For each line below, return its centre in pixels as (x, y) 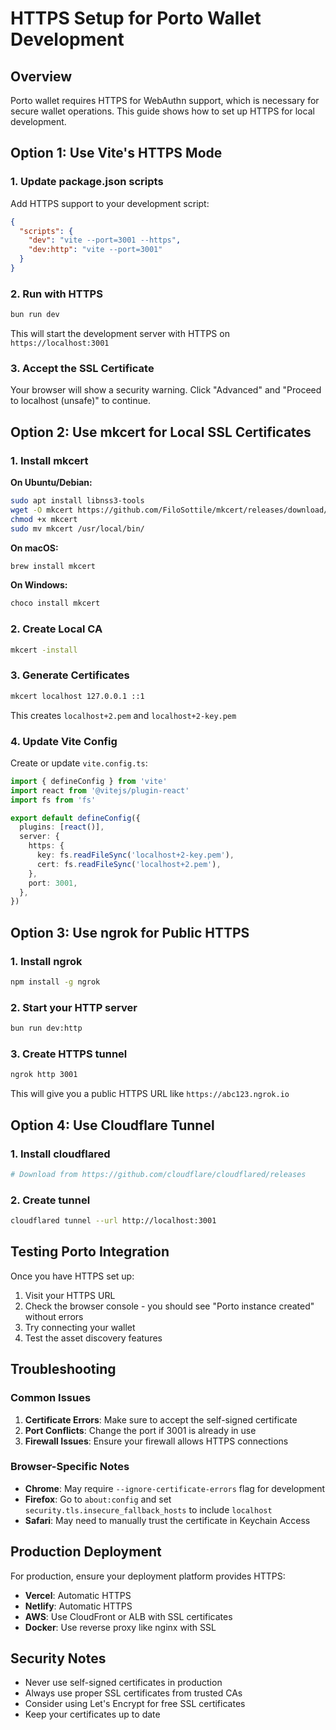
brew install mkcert (53, 566)
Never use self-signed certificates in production (123, 1683)
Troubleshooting (63, 1369)
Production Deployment (86, 1552)
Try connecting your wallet (80, 1327)
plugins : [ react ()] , (62, 827)
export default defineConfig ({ (75, 818)
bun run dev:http (46, 1028)
